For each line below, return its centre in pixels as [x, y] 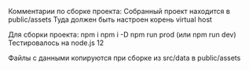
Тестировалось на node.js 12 [56, 43]
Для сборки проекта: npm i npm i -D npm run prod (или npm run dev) [123, 35]
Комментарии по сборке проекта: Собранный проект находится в [119, 11]
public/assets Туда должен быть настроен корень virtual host [110, 19]
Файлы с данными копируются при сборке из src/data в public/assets [124, 58]
